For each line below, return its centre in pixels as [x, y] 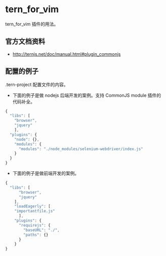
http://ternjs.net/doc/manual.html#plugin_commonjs [67, 54]
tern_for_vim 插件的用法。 [32, 24]
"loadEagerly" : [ [33, 206]
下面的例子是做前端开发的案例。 [46, 173]
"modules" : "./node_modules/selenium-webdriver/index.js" [81, 149]
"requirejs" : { [35, 225]
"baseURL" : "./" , [41, 230]
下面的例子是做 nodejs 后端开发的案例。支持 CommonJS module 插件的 [87, 95]
